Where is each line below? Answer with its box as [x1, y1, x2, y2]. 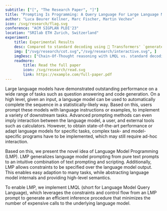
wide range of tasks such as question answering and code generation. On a [5, 91, 160, 97]
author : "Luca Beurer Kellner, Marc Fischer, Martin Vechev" [5, 16, 135, 21]
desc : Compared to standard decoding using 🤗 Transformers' [14, 44, 141, 49]
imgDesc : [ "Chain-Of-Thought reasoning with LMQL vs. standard [14, 53, 148, 59]
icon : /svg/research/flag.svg [5, 21, 68, 26]
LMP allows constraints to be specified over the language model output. [5, 164, 153, 170]
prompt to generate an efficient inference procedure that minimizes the [5, 195, 151, 201]
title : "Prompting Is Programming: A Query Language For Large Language [5, 12, 159, 17]
